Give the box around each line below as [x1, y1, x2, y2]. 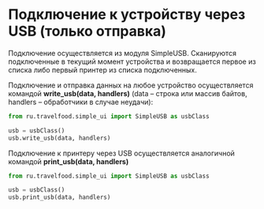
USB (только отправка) [8, 22, 167, 40]
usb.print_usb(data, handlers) [8, 193, 111, 202]
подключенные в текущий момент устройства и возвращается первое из [8, 57, 256, 66]
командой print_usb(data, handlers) [8, 156, 129, 166]
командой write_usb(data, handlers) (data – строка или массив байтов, [8, 88, 247, 98]
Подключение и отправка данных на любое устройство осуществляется [8, 80, 254, 90]
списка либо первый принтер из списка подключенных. [8, 65, 197, 74]
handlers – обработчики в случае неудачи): [8, 97, 154, 106]
